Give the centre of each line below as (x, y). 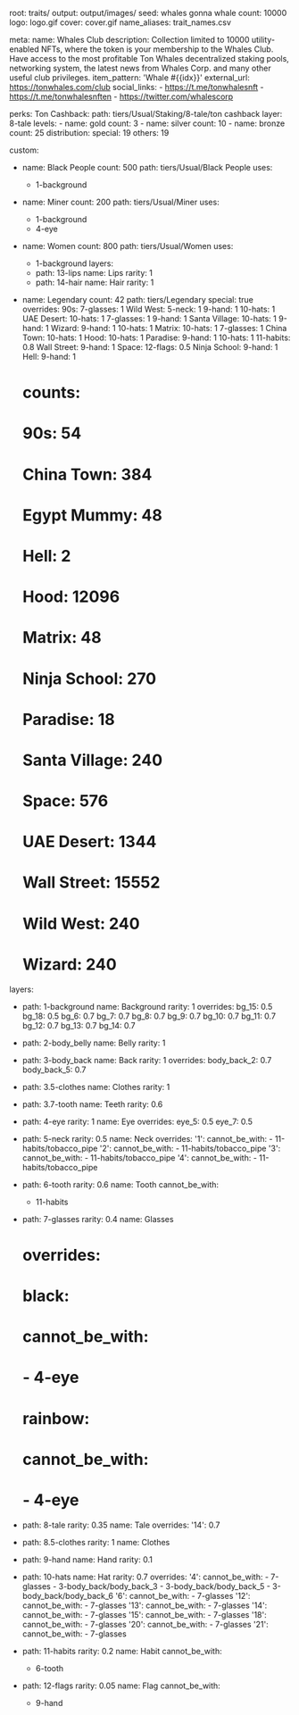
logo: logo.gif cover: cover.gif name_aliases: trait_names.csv (120, 22)
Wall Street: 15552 (91, 882)
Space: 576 (65, 801)
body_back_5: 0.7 (54, 1070)
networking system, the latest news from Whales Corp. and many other (140, 68)
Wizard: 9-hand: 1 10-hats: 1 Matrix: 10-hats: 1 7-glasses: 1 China (169, 328)
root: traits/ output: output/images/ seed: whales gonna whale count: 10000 (148, 13)
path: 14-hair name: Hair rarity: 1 (95, 282)
